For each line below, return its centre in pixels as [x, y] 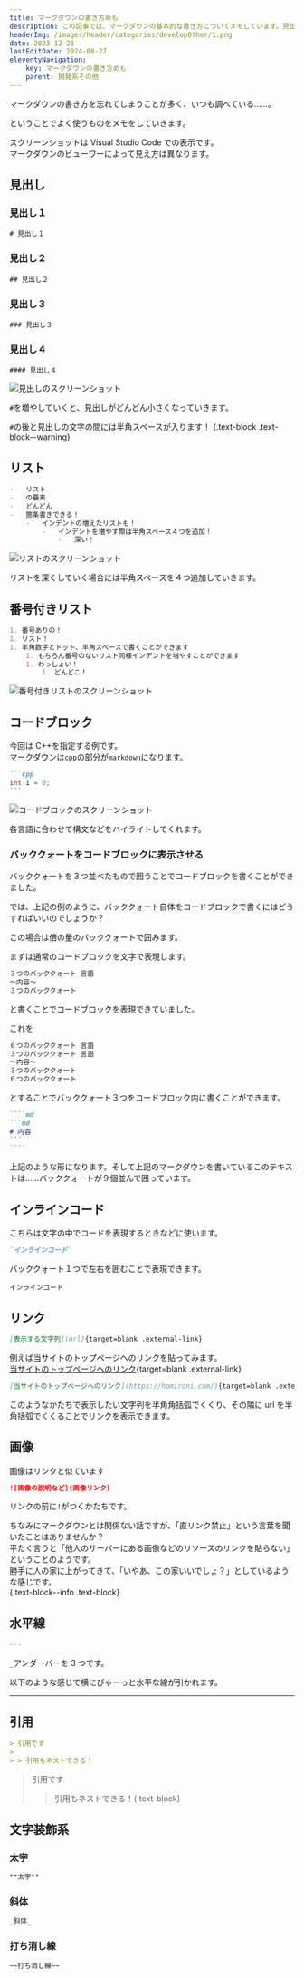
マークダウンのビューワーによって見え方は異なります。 [112, 153]
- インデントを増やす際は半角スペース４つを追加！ [127, 531]
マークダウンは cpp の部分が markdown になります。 [99, 757]
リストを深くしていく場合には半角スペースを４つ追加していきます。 [135, 577]
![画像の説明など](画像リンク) [60, 1488]
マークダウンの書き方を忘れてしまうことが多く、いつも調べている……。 [142, 103]
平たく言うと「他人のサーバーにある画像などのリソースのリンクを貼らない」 [152, 1548]
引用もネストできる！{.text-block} [117, 1798]
